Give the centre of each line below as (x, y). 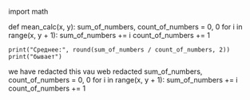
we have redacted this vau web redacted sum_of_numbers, (105, 71)
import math (28, 12)
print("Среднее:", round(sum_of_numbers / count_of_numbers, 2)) (119, 50)
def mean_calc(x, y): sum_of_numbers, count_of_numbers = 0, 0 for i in (125, 27)
